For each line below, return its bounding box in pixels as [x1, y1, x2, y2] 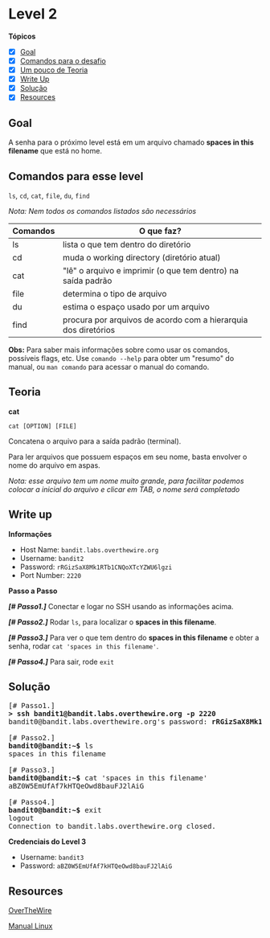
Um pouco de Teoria [19, 65, 88, 75]
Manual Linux [8, 921, 53, 931]
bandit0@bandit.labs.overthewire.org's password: [8, 717, 208, 727]
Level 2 [8, 5, 58, 23]
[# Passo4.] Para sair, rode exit [8, 657, 115, 666]
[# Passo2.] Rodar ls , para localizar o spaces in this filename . [8, 616, 217, 627]
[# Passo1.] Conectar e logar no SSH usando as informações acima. [8, 601, 235, 611]
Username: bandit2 [19, 553, 84, 563]
